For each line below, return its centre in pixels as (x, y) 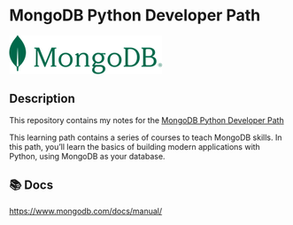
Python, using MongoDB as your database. (87, 156)
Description (42, 99)
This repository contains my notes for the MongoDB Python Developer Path (147, 120)
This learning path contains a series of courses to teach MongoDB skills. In (146, 137)
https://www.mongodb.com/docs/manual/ (86, 211)
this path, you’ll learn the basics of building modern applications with (135, 146)
